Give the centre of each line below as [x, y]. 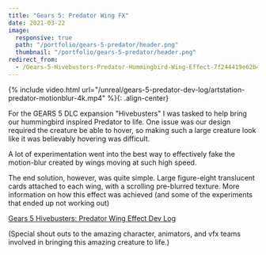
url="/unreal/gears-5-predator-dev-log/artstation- [163, 89]
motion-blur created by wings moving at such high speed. [103, 162]
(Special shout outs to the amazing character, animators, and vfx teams [125, 234]
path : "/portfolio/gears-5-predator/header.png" [97, 45]
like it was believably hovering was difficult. [79, 139]
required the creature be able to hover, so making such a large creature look [132, 130]
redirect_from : [33, 60]
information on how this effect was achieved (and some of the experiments [131, 194]
